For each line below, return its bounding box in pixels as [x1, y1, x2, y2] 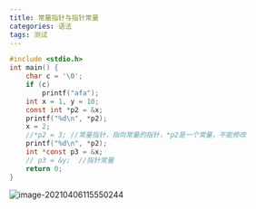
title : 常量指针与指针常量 [9, 13, 100, 23]
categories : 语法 [9, 22, 73, 31]
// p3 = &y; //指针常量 [25, 156, 114, 165]
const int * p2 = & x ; [25, 105, 103, 114]
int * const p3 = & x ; [25, 147, 103, 157]
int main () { [9, 63, 59, 72]
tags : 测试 [9, 30, 48, 39]
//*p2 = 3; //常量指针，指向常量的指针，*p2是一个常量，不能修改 [25, 130, 247, 140]
